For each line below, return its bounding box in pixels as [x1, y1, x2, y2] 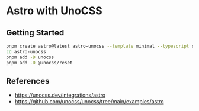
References [6, 76, 50, 86]
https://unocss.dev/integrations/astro [14, 92, 105, 99]
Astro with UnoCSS [6, 4, 102, 18]
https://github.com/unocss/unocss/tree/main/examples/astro [14, 98, 164, 105]
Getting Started [6, 28, 65, 38]
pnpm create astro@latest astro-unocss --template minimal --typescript [6, 43, 190, 49]
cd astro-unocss [6, 48, 46, 54]
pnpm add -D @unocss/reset [6, 60, 73, 66]
